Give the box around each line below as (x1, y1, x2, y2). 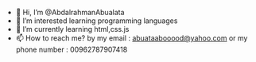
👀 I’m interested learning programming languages (15, 16, 178, 25)
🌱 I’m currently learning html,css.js (15, 25, 130, 33)
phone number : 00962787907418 (15, 45, 128, 54)
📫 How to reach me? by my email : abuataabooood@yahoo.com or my (15, 33, 248, 43)
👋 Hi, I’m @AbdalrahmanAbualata (15, 8, 125, 17)
